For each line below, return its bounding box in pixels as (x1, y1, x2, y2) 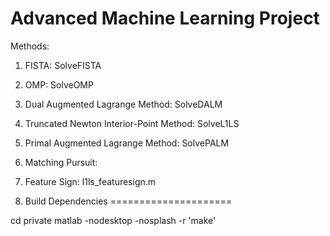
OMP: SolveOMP (24, 78, 94, 91)
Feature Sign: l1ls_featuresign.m (24, 175, 157, 187)
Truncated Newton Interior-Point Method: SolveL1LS (24, 117, 240, 129)
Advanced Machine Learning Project (10, 7, 320, 30)
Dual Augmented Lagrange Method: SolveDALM (24, 98, 223, 110)
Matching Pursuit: (24, 156, 98, 168)
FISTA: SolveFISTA (24, 59, 102, 71)
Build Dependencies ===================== (24, 195, 233, 207)
